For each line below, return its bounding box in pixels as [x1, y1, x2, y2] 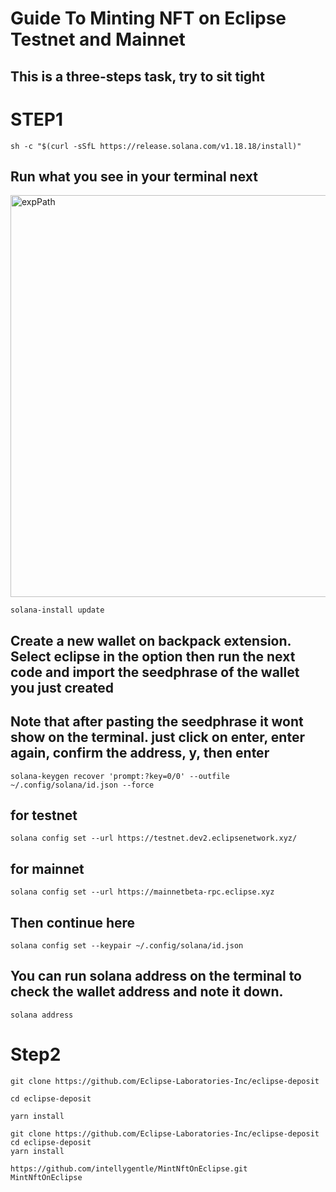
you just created [10, 679, 114, 696]
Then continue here [10, 914, 136, 931]
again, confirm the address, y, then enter [10, 745, 270, 762]
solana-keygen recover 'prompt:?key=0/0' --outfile [10, 771, 230, 781]
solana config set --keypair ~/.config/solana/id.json [10, 940, 244, 951]
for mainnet [10, 860, 85, 877]
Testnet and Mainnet [10, 28, 186, 51]
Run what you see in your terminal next [10, 168, 258, 185]
